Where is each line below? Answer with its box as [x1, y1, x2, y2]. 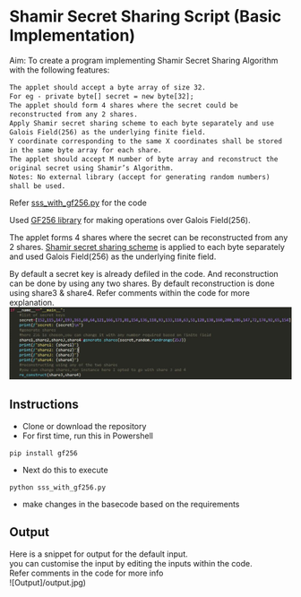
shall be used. [9, 181, 66, 190]
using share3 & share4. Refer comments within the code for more [9, 287, 251, 298]
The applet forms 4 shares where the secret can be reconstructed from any [9, 231, 288, 243]
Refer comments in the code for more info [9, 567, 164, 578]
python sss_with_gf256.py [9, 482, 106, 492]
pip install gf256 [9, 448, 78, 458]
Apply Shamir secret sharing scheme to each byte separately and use [9, 118, 275, 127]
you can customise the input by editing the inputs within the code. [9, 558, 253, 568]
